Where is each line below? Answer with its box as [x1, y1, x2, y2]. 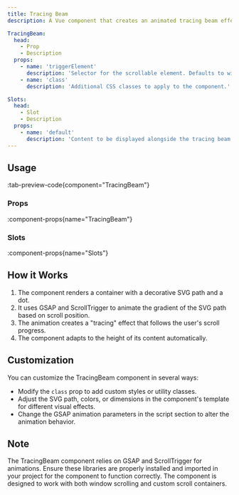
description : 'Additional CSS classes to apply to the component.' [26, 83, 231, 90]
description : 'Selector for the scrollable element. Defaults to [26, 69, 224, 77]
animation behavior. [17, 417, 76, 426]
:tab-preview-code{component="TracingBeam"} [7, 181, 150, 189]
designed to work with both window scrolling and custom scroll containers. [7, 479, 228, 488]
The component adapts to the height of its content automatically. [17, 333, 208, 342]
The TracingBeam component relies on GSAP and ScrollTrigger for [7, 457, 203, 465]
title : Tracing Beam [7, 10, 69, 18]
